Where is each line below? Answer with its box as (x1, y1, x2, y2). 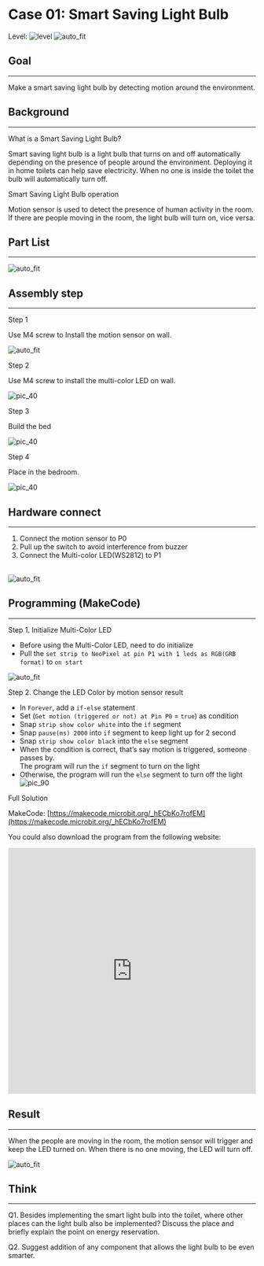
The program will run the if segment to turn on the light (19, 761, 200, 770)
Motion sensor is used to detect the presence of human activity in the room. (8, 205, 254, 214)
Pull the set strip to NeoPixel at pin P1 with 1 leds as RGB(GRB (19, 648, 236, 658)
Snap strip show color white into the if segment (19, 719, 181, 729)
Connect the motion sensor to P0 (19, 533, 127, 543)
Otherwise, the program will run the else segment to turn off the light (19, 770, 244, 779)
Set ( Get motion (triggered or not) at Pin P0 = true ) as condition (19, 711, 240, 721)
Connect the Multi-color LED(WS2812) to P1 (19, 551, 162, 559)
